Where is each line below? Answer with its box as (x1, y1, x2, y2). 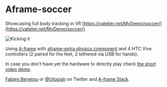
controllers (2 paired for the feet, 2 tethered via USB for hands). (5, 51, 138, 57)
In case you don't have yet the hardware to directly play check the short (5, 61, 156, 67)
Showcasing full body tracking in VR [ (5, 20, 84, 26)
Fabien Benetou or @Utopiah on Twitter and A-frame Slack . (5, 76, 130, 82)
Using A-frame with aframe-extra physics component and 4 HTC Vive (5, 45, 152, 51)
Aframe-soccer (5, 4, 72, 15)
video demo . (5, 66, 32, 72)
